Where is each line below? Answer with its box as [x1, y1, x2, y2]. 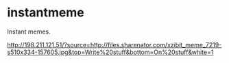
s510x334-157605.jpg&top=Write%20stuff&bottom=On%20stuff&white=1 [7, 48, 214, 56]
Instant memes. [7, 27, 51, 36]
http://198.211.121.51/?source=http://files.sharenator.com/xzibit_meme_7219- [7, 40, 222, 49]
